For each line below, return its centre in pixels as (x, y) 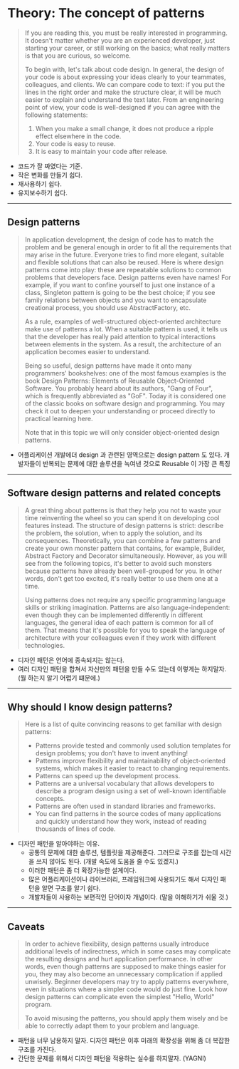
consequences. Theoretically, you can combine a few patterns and (122, 540)
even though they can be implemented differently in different (114, 615)
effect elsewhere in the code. (78, 136)
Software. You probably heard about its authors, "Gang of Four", (119, 388)
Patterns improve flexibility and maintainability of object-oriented (131, 761)
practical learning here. (59, 418)
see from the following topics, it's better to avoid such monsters (118, 563)
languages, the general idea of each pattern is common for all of (119, 622)
